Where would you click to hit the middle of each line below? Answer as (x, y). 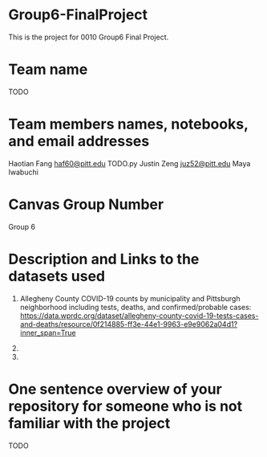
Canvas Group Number (86, 204)
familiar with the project (89, 423)
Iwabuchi (23, 172)
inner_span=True (48, 333)
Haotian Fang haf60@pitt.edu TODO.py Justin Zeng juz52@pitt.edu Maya (129, 163)
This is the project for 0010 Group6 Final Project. (89, 37)
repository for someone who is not (125, 406)
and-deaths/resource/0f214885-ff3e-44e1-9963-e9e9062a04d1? (129, 324)
